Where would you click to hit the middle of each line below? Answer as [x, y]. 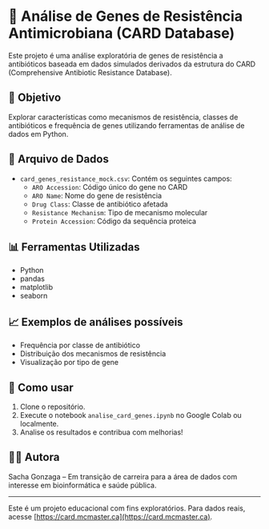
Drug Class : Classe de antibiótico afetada [100, 204]
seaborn [34, 296]
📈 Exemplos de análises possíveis [96, 322]
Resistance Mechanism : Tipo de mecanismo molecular [120, 212]
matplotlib [36, 287]
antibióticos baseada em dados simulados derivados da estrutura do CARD [132, 64]
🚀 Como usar [41, 387]
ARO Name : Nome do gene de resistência [97, 195]
